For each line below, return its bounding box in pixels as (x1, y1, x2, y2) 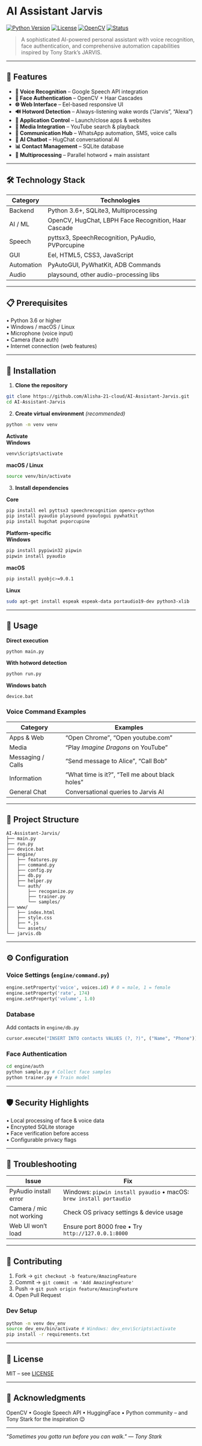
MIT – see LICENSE (6, 1369, 54, 1377)
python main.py (6, 648, 44, 655)
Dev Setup (6, 1307, 37, 1315)
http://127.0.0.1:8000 (63, 1230, 128, 1237)
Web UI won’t (9, 1222, 47, 1230)
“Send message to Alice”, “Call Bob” (65, 756, 167, 765)
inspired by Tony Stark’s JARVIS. (20, 48, 102, 55)
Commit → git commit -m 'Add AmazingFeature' (14, 1279, 134, 1286)
